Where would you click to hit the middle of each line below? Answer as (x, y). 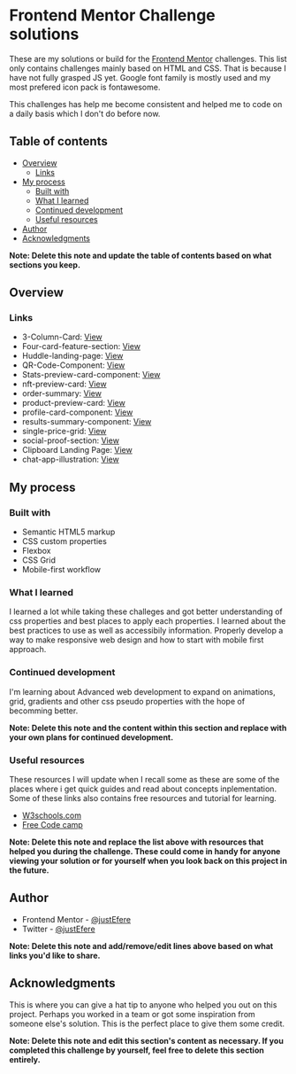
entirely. (25, 1059)
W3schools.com (52, 815)
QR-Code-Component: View (73, 365)
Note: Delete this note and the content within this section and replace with (148, 728)
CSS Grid (38, 560)
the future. (30, 870)
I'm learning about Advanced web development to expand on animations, (142, 691)
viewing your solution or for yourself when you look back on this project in (148, 861)
